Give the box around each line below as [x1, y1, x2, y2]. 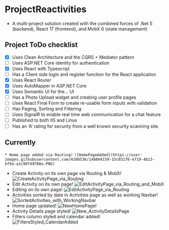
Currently [5, 138, 36, 147]
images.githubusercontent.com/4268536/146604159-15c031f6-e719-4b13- [5, 157, 155, 162]
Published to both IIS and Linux [12, 117, 77, 123]
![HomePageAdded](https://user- [74, 153, 143, 158]
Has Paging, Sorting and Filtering [12, 106, 82, 112]
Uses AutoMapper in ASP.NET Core [12, 83, 87, 89]
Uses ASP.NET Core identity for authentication [12, 60, 110, 66]
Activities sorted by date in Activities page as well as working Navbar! [12, 192, 158, 198]
